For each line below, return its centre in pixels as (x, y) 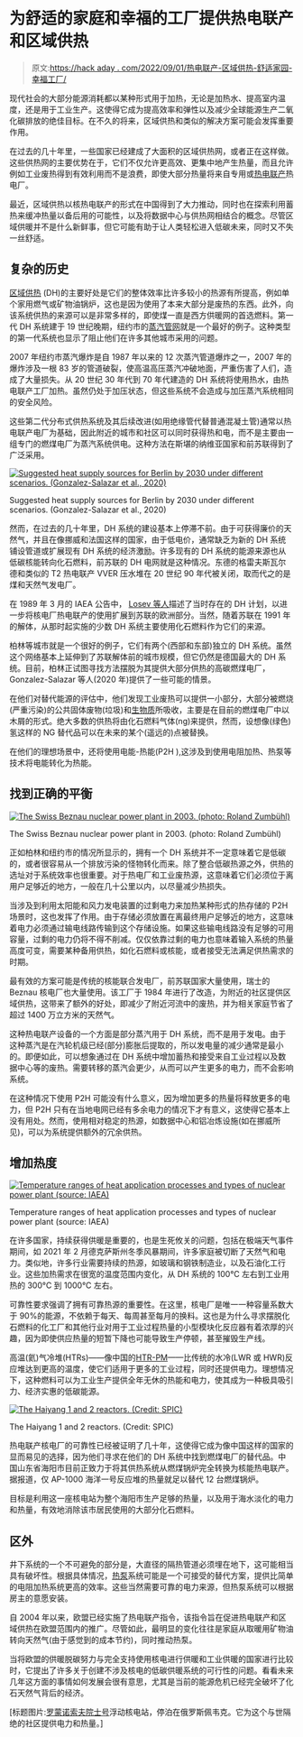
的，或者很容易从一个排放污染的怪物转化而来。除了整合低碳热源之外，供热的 (151, 863)
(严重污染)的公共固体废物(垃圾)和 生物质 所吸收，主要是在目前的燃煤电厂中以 (150, 710)
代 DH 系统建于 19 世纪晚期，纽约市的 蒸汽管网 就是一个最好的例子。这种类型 (150, 326)
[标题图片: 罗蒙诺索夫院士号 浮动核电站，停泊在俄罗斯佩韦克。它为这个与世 (147, 1712)
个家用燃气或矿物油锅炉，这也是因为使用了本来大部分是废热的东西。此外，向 (151, 304)
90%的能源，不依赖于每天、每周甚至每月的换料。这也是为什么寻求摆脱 (151, 1316)
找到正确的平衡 (51, 794)
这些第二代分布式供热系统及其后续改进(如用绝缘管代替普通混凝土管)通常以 (147, 421)
